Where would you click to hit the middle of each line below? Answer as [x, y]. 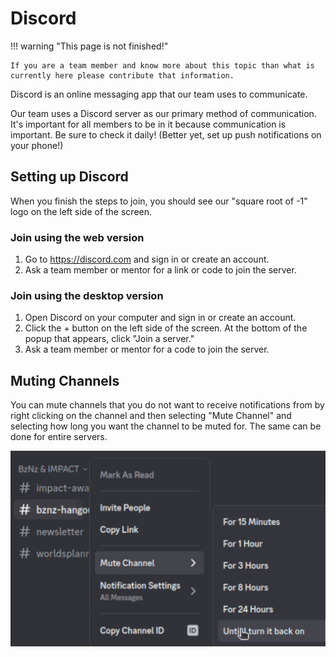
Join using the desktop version [87, 295]
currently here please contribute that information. [122, 75]
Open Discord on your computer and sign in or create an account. [160, 318]
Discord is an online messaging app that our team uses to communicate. [159, 94]
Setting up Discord [69, 177]
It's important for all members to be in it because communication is [148, 124]
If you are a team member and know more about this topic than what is [162, 65]
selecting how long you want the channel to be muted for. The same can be [166, 426]
